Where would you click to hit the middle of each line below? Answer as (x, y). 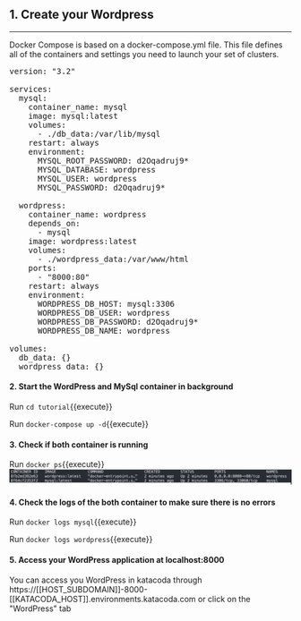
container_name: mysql (78, 107)
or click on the (224, 599)
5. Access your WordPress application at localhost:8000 (117, 560)
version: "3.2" (43, 71)
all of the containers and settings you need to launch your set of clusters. (144, 54)
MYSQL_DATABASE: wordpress (97, 170)
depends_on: (54, 223)
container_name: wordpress (87, 214)
